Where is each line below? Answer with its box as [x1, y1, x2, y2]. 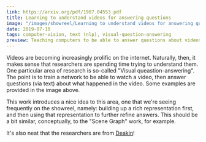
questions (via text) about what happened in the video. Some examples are [6, 80, 196, 87]
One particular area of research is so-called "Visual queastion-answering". [6, 67, 195, 74]
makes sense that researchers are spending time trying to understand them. [6, 60, 199, 68]
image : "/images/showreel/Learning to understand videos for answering [6, 20, 193, 26]
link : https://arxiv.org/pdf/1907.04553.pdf [6, 9, 122, 15]
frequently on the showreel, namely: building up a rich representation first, [6, 105, 194, 112]
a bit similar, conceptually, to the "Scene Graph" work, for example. [6, 118, 177, 125]
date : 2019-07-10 [6, 26, 51, 32]
